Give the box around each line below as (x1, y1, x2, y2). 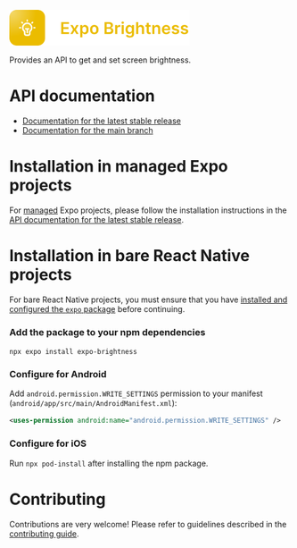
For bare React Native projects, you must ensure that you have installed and (9, 294, 288, 305)
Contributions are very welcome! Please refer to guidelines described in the (9, 518, 287, 529)
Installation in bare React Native (9, 246, 251, 266)
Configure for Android (9, 368, 107, 381)
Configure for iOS (9, 437, 87, 450)
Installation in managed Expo (9, 156, 228, 177)
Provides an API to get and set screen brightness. (9, 55, 192, 65)
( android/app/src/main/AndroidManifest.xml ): (9, 398, 177, 409)
